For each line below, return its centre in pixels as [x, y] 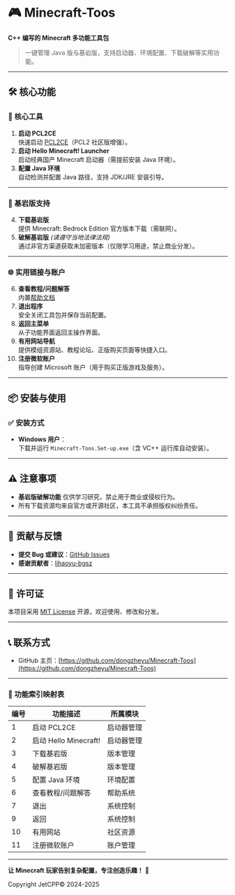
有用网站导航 [36, 341]
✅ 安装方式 [26, 422]
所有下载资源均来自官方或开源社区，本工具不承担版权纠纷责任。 [109, 505]
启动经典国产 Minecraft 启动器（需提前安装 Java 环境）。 [99, 159]
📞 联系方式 [29, 642]
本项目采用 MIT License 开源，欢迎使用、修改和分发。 [85, 612]
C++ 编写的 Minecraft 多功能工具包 [59, 38]
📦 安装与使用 [37, 398]
